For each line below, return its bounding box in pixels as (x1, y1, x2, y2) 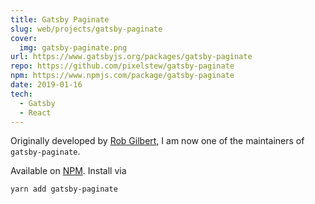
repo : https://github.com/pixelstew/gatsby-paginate (10, 61, 235, 71)
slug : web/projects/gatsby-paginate (10, 24, 163, 34)
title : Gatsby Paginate (10, 14, 110, 25)
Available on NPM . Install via (10, 165, 127, 177)
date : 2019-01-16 (10, 80, 83, 90)
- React (19, 107, 52, 118)
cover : (10, 33, 38, 43)
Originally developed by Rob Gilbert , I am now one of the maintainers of (10, 135, 305, 147)
